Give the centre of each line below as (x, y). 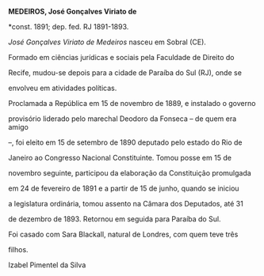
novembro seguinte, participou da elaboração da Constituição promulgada (130, 173)
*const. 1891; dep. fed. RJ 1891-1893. (69, 26)
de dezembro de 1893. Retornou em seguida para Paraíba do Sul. (115, 219)
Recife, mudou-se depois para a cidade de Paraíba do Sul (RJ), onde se (125, 73)
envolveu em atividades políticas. (63, 88)
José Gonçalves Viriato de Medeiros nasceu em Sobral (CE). (107, 42)
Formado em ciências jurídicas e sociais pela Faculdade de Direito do (121, 57)
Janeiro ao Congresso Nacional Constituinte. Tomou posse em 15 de (120, 158)
